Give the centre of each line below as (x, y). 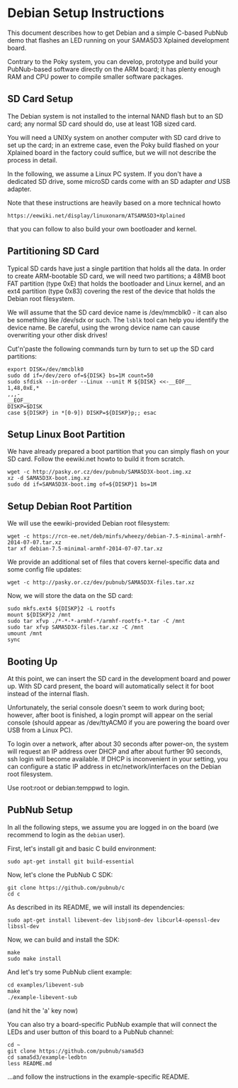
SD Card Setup (40, 99)
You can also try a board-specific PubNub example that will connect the (112, 1024)
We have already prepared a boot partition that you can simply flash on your (118, 452)
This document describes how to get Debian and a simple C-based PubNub (118, 33)
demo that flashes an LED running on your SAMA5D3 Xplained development (118, 40)
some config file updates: (45, 570)
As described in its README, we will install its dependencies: (96, 907)
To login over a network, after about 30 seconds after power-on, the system (118, 744)
